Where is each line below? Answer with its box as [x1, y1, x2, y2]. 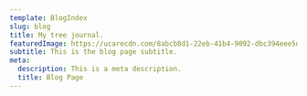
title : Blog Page [17, 73, 84, 82]
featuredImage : [9, 38, 68, 48]
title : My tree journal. [9, 30, 104, 39]
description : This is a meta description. [17, 65, 182, 74]
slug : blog [9, 22, 51, 31]
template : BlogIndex [9, 13, 89, 23]
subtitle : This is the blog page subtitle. [9, 48, 178, 57]
